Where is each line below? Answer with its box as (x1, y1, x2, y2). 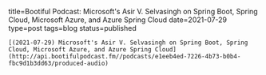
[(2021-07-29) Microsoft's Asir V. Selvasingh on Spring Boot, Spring (8, 39, 248, 47)
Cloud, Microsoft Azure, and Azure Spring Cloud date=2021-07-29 (8, 15, 228, 24)
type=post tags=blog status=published (8, 24, 137, 32)
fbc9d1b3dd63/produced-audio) (8, 59, 109, 67)
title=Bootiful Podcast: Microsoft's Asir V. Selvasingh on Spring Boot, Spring (8, 7, 258, 16)
